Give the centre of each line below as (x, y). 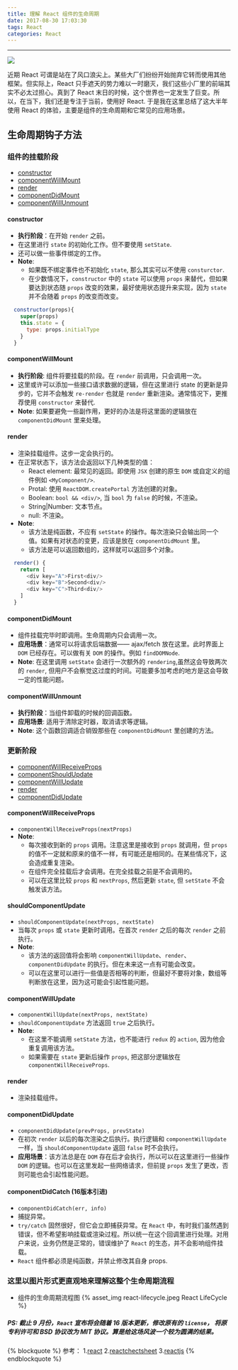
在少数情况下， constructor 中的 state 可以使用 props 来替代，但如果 (128, 279)
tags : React (25, 27)
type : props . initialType (63, 330)
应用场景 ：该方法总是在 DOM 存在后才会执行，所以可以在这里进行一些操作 (124, 1156)
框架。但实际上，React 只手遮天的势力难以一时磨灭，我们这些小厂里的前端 (116, 84)
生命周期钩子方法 (45, 134)
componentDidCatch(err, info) (62, 1208)
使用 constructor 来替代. (59, 402)
